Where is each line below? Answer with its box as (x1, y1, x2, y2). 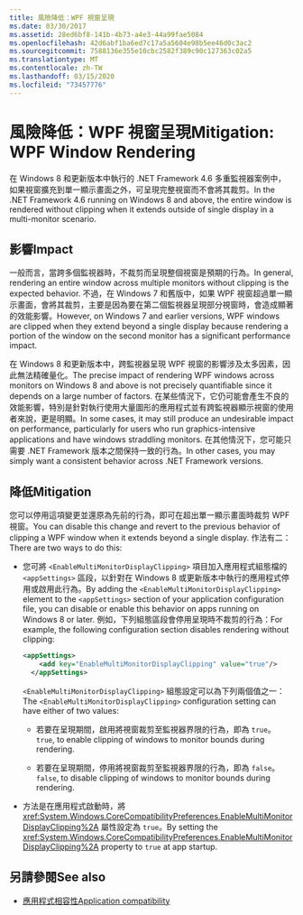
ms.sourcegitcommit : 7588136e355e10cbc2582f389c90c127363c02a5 (9, 47, 252, 56)
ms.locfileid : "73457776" (9, 80, 106, 89)
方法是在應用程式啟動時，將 (22, 800, 126, 811)
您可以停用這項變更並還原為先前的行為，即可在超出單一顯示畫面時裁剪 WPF (9, 510, 290, 521)
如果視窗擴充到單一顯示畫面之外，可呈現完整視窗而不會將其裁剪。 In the (9, 184, 275, 195)
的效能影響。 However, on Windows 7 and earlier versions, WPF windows (9, 310, 280, 321)
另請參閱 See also (9, 870, 106, 885)
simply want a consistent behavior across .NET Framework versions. (9, 456, 264, 467)
